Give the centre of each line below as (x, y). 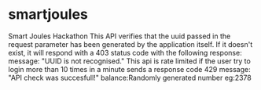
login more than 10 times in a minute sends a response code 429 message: (129, 69)
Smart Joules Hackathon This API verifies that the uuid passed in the (119, 36)
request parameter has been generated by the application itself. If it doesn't (130, 44)
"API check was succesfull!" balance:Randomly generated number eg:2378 (130, 77)
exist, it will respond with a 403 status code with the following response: (125, 52)
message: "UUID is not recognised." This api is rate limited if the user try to (130, 61)
